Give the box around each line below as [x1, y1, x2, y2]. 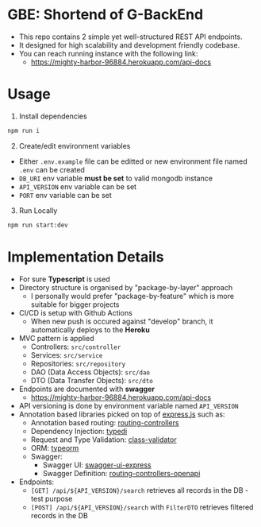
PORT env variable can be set [18, 190, 112, 200]
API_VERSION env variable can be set [18, 181, 136, 192]
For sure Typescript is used [18, 274, 110, 284]
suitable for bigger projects [30, 300, 120, 309]
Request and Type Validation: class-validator [30, 435, 177, 444]
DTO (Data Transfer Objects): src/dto [30, 375, 154, 385]
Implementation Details [7, 248, 164, 265]
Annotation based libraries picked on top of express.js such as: [18, 409, 225, 419]
